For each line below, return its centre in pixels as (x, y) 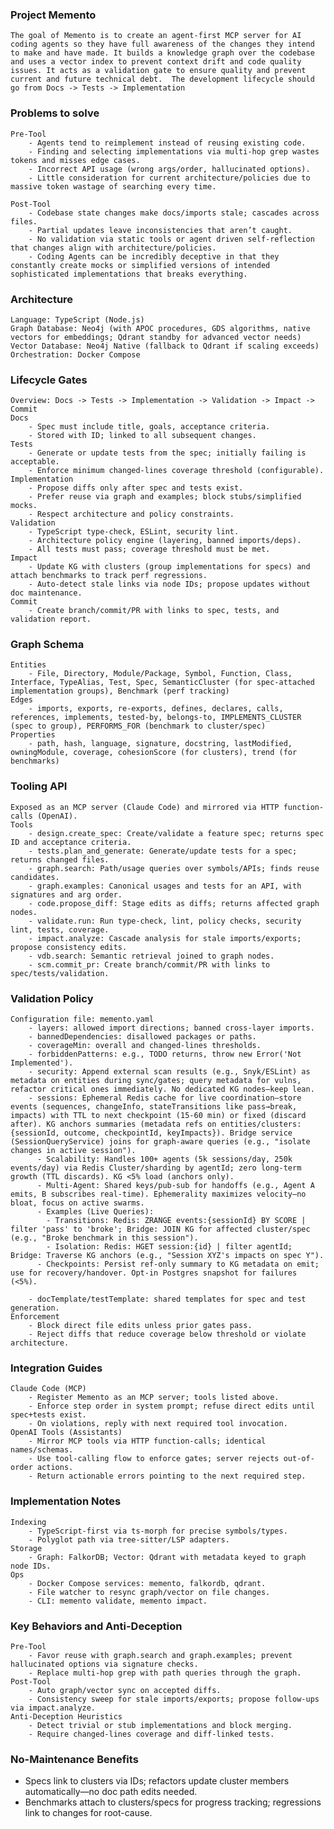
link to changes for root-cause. (88, 1813)
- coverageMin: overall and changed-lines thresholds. (145, 1046)
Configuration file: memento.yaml (82, 1019)
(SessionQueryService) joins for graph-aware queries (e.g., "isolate (160, 1142)
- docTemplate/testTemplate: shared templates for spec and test (167, 1299)
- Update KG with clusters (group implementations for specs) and (169, 567)
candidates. (35, 877)
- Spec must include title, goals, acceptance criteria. (149, 427)
